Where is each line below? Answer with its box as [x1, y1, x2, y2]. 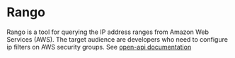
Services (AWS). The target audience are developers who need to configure [6, 35, 228, 43]
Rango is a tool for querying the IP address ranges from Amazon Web [6, 28, 210, 36]
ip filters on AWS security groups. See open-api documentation [6, 42, 192, 51]
